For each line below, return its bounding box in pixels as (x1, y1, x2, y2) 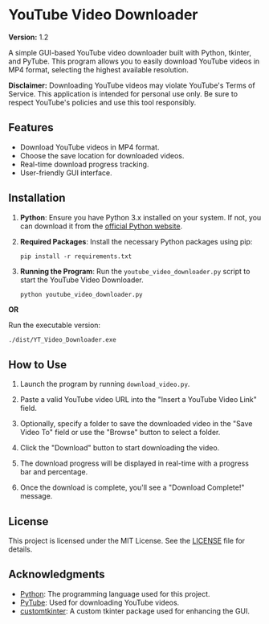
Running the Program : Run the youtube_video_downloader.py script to (19, 266, 251, 276)
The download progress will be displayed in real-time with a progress (19, 458, 249, 468)
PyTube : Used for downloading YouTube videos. (19, 597, 180, 607)
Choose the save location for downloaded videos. (19, 150, 185, 160)
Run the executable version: (8, 320, 101, 330)
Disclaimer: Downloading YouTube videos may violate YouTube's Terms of (8, 80, 255, 90)
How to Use (8, 358, 67, 372)
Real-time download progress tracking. (19, 159, 149, 169)
